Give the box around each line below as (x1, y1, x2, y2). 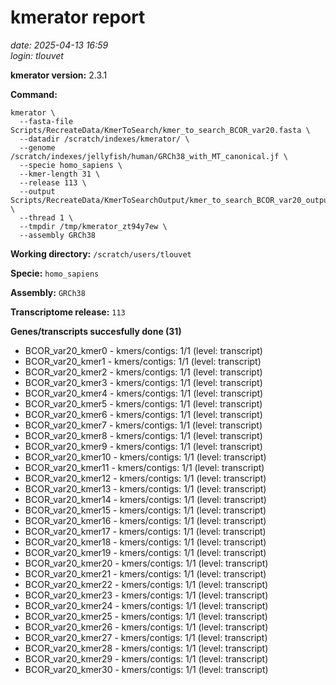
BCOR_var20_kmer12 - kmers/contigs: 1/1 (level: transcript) (24, 472, 267, 484)
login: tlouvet (10, 49, 64, 61)
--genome (19, 142, 56, 153)
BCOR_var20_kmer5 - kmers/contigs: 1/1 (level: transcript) (24, 397, 263, 410)
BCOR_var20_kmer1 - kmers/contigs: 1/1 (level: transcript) (24, 355, 262, 367)
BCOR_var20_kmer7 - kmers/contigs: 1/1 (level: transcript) (24, 419, 263, 431)
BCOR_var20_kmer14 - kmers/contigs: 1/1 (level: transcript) (24, 493, 267, 505)
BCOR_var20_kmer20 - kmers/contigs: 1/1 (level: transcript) (24, 557, 269, 569)
